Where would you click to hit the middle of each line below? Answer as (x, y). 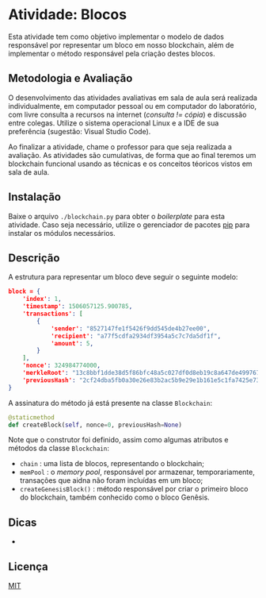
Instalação (35, 197)
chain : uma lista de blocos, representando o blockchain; (112, 464)
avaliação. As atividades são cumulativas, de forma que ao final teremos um (132, 155)
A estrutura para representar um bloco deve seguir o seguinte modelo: (123, 277)
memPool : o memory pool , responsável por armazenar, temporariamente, (137, 472)
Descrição (34, 258)
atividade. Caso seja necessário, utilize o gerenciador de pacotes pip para (129, 225)
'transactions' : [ (53, 314)
